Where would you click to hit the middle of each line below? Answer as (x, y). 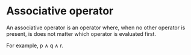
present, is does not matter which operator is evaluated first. (81, 33)
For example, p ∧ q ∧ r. (35, 45)
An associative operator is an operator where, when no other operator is (96, 27)
